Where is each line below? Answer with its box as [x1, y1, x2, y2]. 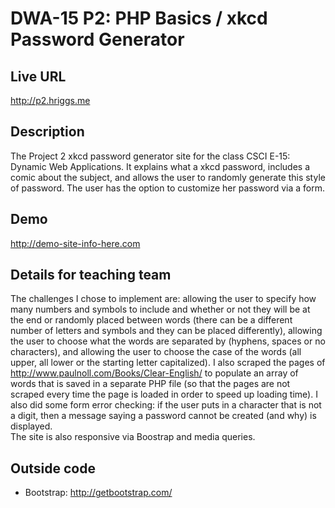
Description [10, 123, 85, 141]
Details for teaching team [10, 267, 172, 284]
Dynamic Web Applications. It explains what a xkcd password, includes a [10, 160, 311, 172]
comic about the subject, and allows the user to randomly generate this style [10, 171, 326, 183]
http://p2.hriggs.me [10, 95, 91, 106]
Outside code [10, 460, 96, 477]
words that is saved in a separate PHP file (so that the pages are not [10, 378, 291, 390]
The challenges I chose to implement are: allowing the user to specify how [10, 293, 317, 305]
